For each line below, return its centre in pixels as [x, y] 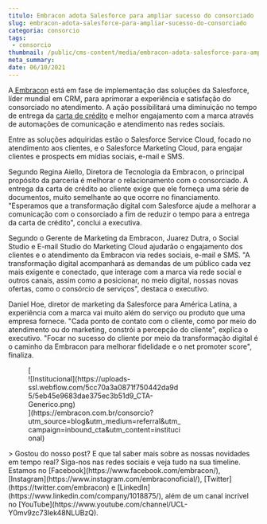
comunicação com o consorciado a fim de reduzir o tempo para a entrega [129, 214]
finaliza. [21, 354]
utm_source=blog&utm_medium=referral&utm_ [104, 421]
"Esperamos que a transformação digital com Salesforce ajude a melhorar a [132, 205]
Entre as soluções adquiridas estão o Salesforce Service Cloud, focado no [130, 139]
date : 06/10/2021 [37, 68]
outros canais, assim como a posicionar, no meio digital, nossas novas [123, 280]
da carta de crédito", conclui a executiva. [75, 222]
